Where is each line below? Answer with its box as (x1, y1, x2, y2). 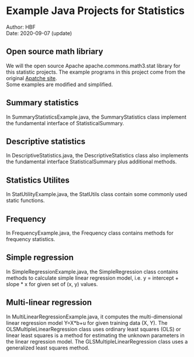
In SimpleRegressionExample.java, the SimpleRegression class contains (6, 268, 178, 275)
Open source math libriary (6, 47, 103, 57)
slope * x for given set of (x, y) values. (6, 280, 98, 287)
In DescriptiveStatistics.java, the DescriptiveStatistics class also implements (6, 152, 189, 159)
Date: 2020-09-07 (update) (6, 29, 72, 36)
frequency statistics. (6, 236, 56, 242)
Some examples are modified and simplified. (6, 81, 113, 88)
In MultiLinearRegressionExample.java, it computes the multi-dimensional (6, 313, 183, 320)
